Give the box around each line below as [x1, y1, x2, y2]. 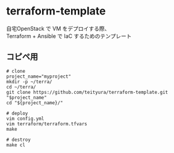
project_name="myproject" [6, 73, 71, 80]
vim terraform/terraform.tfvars [6, 120, 87, 127]
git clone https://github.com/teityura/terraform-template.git [6, 89, 169, 95]
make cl [6, 142, 26, 148]
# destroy [6, 137, 31, 143]
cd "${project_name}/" [6, 99, 63, 106]
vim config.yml [6, 116, 45, 122]
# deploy [6, 110, 28, 116]
